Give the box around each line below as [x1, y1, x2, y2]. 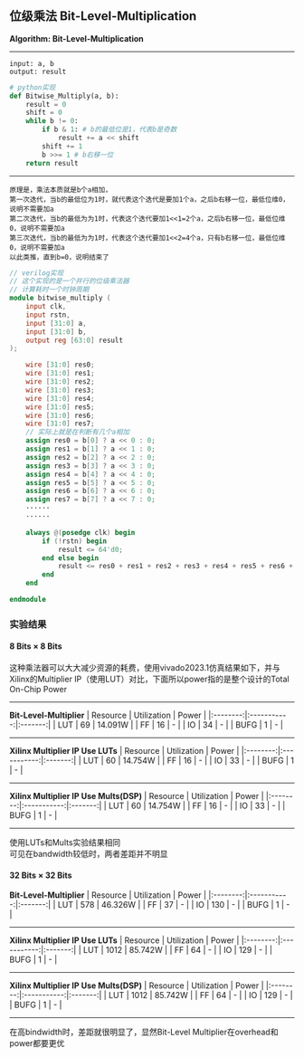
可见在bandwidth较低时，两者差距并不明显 [9, 849, 168, 860]
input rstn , [25, 310, 71, 319]
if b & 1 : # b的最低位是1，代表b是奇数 [42, 125, 177, 134]
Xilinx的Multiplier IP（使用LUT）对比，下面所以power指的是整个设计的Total [9, 673, 290, 685]
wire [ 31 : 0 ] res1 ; [25, 369, 95, 378]
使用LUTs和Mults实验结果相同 [9, 837, 121, 848]
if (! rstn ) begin [42, 537, 107, 546]
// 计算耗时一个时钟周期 [9, 285, 90, 294]
